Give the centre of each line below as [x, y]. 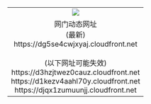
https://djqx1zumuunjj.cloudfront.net [75, 90]
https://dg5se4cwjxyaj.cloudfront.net [76, 44]
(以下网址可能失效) [75, 63]
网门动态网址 [75, 24]
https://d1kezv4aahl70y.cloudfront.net [75, 81]
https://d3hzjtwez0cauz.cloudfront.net [75, 72]
